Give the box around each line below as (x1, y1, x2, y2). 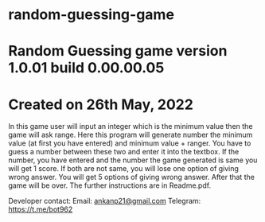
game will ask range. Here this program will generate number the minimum (8, 130, 253, 140)
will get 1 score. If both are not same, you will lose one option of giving (8, 164, 239, 173)
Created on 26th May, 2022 (8, 95, 193, 113)
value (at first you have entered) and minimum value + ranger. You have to (8, 138, 251, 148)
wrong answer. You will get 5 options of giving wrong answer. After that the (8, 173, 255, 182)
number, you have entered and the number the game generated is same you (8, 155, 258, 165)
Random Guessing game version (8, 42, 228, 60)
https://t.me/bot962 (8, 204, 73, 214)
